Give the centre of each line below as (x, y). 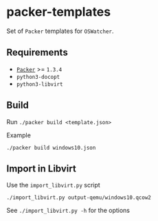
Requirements (37, 53)
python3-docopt (38, 77)
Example (19, 135)
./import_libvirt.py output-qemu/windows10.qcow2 (79, 198)
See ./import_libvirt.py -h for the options (68, 211)
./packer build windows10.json (51, 148)
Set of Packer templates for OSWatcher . (60, 31)
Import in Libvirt (41, 168)
